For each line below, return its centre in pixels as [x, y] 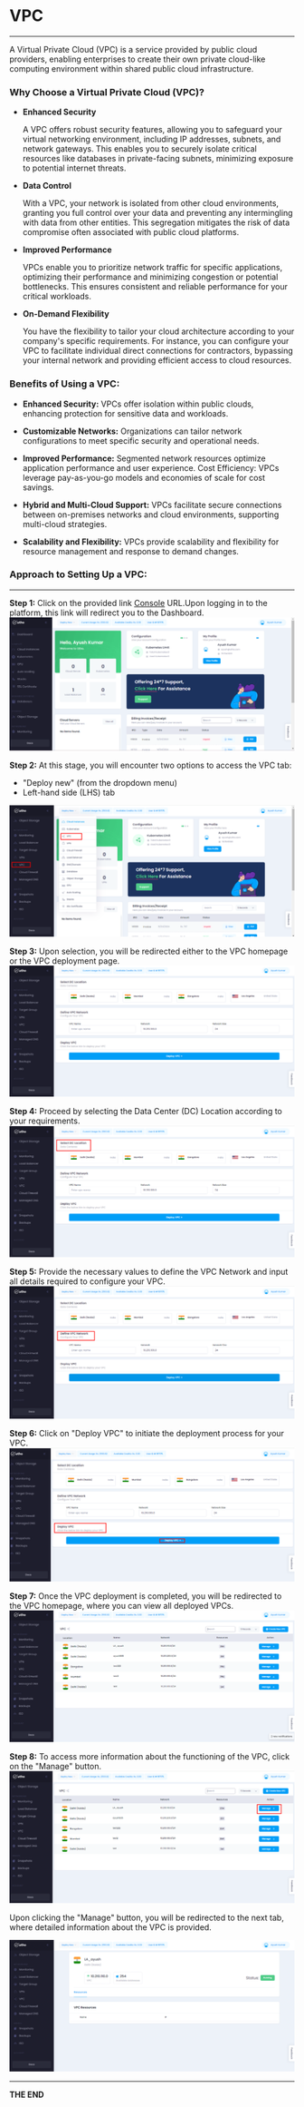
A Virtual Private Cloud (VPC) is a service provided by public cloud [133, 49]
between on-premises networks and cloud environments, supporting [151, 514]
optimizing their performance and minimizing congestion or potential [150, 277]
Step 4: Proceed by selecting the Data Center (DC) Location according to [146, 1112]
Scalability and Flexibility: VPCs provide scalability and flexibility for [151, 542]
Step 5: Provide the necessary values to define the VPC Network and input [149, 1272]
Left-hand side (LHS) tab [69, 792]
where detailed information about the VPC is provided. [111, 1927]
